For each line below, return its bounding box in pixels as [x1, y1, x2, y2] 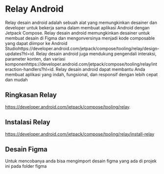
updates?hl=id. [5, 50, 35, 57]
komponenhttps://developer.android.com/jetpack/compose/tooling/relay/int [5, 61, 158, 67]
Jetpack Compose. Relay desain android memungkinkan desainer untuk [5, 30, 150, 36]
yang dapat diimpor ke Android [5, 40, 68, 46]
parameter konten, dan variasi [5, 56, 66, 62]
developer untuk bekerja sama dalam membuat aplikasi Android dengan [5, 24, 150, 30]
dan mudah [5, 77, 28, 83]
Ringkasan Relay [5, 91, 57, 99]
